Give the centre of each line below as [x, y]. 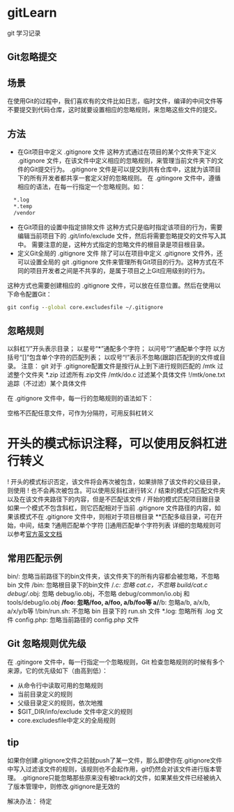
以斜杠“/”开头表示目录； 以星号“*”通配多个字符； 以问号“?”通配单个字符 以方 [116, 349]
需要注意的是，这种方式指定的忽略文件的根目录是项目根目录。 [120, 244]
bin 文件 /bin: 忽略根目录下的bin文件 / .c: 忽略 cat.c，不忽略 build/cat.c [108, 585]
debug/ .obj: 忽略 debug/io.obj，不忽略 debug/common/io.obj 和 [99, 594]
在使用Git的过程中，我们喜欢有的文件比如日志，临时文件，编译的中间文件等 [115, 101]
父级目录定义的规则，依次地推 [60, 703]
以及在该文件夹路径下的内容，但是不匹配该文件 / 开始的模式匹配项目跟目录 [114, 499]
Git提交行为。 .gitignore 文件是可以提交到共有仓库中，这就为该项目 [125, 169]
